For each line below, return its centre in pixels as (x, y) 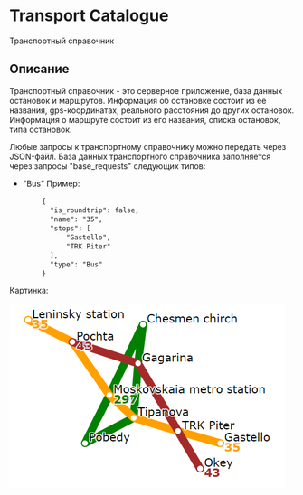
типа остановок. (41, 129)
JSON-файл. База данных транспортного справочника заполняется (140, 156)
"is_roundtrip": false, (95, 210)
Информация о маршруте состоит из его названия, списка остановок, (145, 119)
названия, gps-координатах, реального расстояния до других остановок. (152, 110)
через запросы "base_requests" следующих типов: (108, 166)
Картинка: (29, 290)
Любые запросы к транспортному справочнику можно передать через (148, 146)
